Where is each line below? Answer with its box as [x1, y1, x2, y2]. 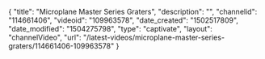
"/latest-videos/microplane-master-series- [83, 32, 225, 42]
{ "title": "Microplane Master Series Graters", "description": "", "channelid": [8, 7, 258, 16]
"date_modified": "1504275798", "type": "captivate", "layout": [8, 24, 212, 33]
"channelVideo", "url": [8, 32, 82, 42]
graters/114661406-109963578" [8, 41, 115, 51]
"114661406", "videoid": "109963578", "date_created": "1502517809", [8, 15, 238, 25]
